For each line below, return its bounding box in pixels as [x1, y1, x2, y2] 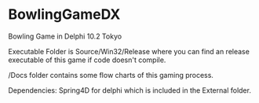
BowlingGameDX [8, 6, 121, 24]
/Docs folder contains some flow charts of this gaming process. [8, 70, 214, 79]
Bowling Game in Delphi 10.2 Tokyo [8, 31, 122, 41]
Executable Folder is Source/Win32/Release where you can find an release [8, 46, 250, 56]
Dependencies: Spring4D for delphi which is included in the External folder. [8, 85, 251, 95]
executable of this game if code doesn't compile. [8, 55, 166, 64]
